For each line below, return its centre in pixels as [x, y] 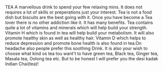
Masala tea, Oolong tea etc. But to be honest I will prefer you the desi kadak [82, 59]
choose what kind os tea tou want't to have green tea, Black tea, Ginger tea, [82, 53]
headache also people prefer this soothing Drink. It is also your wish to [76, 48]
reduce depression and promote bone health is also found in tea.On [73, 43]
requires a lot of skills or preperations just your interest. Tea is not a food [79, 12]
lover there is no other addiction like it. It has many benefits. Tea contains [79, 22]
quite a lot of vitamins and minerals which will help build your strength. [76, 28]
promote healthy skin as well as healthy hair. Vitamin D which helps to [76, 38]
